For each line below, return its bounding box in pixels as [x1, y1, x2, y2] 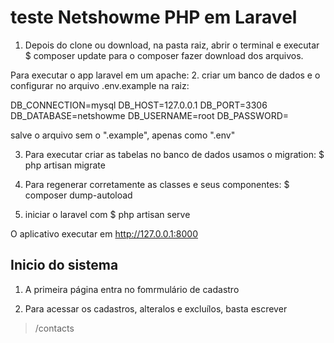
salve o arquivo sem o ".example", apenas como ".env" [10, 129, 236, 141]
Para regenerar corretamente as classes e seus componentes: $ [24, 178, 290, 190]
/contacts [34, 322, 75, 334]
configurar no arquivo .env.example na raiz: [10, 79, 190, 91]
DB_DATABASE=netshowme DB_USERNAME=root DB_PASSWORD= [10, 109, 290, 121]
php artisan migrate [24, 159, 106, 171]
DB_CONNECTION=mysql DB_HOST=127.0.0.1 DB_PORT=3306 [10, 99, 268, 111]
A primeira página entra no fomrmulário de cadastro [24, 283, 240, 295]
